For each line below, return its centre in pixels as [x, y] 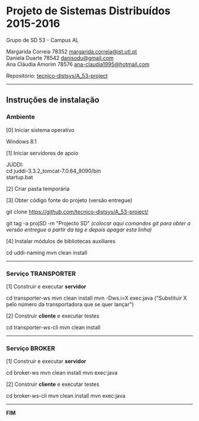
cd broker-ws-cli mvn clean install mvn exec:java [66, 396]
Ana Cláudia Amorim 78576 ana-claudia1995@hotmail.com [78, 64]
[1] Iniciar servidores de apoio [42, 153]
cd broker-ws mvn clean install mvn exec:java [62, 373]
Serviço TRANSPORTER [41, 274]
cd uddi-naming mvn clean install [47, 252]
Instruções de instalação [53, 100]
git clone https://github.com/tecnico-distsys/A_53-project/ [77, 212]
